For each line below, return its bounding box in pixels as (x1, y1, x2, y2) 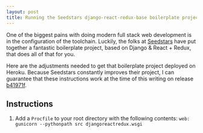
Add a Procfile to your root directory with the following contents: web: (14, 115, 190, 122)
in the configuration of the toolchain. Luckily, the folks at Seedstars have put (6, 37, 196, 45)
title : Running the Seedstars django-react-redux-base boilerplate (6, 15, 180, 21)
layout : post (6, 8, 39, 15)
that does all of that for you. (6, 50, 76, 57)
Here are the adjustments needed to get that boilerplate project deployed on (6, 62, 196, 70)
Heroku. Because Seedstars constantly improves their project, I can (6, 68, 175, 76)
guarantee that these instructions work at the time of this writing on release (6, 75, 194, 82)
